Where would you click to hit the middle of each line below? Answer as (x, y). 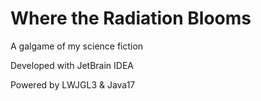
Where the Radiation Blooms (131, 18)
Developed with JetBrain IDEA (72, 65)
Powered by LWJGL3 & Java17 (73, 84)
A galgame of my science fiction (77, 46)
